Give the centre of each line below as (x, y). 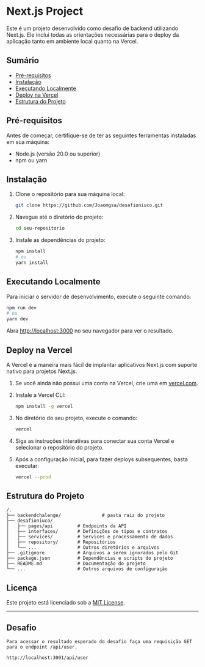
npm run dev (21, 307)
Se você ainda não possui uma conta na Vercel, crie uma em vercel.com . (106, 383)
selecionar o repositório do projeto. (59, 447)
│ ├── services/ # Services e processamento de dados (90, 537)
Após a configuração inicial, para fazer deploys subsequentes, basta (101, 459)
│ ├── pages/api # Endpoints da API (67, 526)
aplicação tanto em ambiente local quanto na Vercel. (72, 41)
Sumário (23, 60)
